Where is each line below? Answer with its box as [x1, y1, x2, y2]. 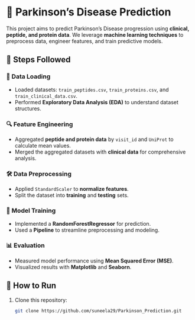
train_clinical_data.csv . [14, 92, 78, 100]
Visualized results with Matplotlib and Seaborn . [14, 263, 132, 270]
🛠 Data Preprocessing [6, 169, 72, 178]
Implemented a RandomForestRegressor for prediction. [14, 220, 151, 227]
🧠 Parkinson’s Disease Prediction [6, 5, 171, 19]
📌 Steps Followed [6, 55, 71, 65]
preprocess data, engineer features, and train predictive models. [6, 37, 163, 44]
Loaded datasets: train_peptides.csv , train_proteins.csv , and [14, 86, 170, 93]
